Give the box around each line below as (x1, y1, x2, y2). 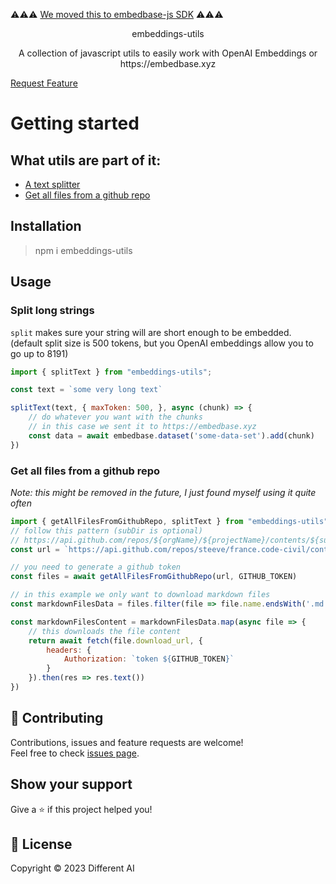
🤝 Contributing (10, 710, 104, 727)
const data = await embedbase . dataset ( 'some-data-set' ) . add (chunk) (28, 430, 315, 441)
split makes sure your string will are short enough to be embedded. (10, 326, 292, 338)
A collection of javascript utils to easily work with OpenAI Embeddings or (18, 47, 318, 59)
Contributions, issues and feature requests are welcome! (10, 736, 244, 748)
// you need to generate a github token (10, 562, 182, 573)
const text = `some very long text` (10, 385, 163, 395)
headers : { (46, 645, 92, 655)
